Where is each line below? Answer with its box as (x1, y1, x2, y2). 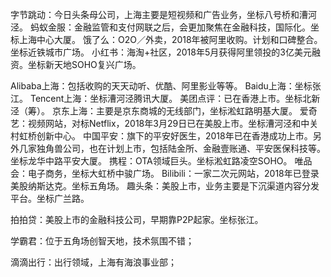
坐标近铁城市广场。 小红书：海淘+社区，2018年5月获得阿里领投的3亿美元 (10, 46, 312, 58)
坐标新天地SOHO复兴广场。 (27, 59, 142, 70)
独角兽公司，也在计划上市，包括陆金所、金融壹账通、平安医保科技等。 (36, 143, 326, 154)
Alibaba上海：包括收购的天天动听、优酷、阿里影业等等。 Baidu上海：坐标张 (10, 80, 322, 92)
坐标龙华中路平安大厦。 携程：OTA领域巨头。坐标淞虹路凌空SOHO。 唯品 (10, 155, 313, 167)
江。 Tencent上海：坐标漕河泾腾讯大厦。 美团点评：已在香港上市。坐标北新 (10, 93, 321, 104)
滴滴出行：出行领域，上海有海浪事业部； (10, 256, 177, 268)
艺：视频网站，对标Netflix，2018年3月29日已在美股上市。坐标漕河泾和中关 (10, 118, 319, 129)
